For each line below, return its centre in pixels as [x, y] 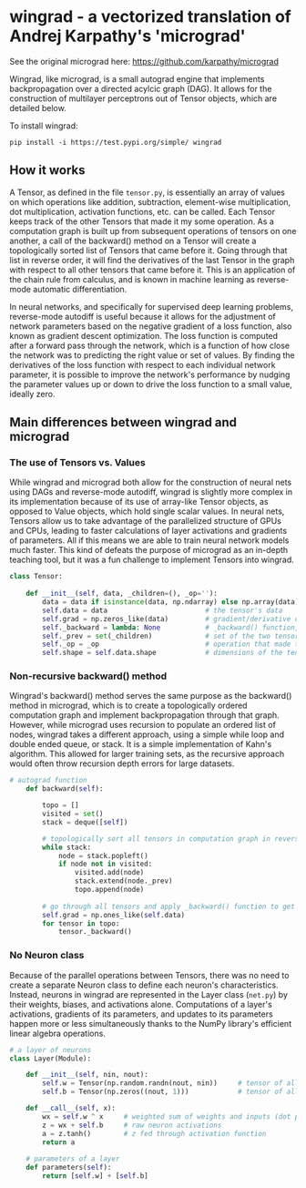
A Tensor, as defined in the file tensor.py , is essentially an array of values [147, 192]
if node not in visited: [105, 864]
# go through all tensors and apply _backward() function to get [169, 906]
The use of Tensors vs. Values [77, 463]
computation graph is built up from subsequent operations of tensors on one [153, 230]
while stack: [67, 847]
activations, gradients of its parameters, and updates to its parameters [141, 1014]
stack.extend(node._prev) [123, 881]
